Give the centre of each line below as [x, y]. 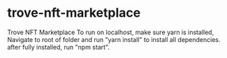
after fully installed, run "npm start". [59, 47]
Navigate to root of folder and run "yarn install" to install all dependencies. [114, 39]
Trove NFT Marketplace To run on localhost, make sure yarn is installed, [111, 32]
